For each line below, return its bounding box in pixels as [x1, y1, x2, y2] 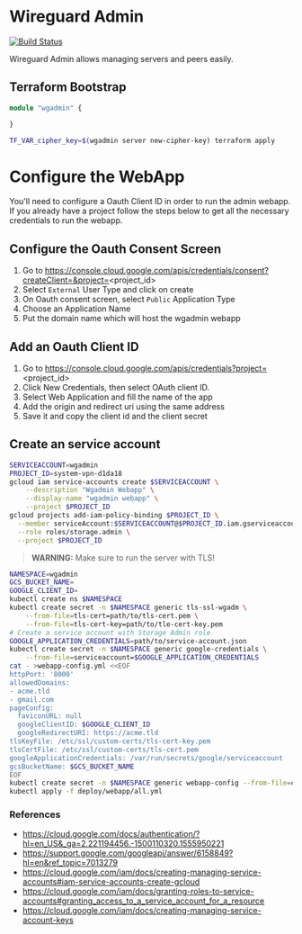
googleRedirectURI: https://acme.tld [17, 729, 159, 738]
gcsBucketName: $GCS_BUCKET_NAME [9, 762, 135, 771]
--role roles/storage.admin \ [17, 527, 130, 536]
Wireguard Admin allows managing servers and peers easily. [9, 53, 234, 64]
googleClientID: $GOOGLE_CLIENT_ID [17, 720, 151, 730]
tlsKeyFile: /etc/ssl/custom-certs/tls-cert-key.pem [9, 737, 211, 746]
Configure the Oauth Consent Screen [9, 241, 222, 256]
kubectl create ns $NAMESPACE [9, 595, 123, 604]
